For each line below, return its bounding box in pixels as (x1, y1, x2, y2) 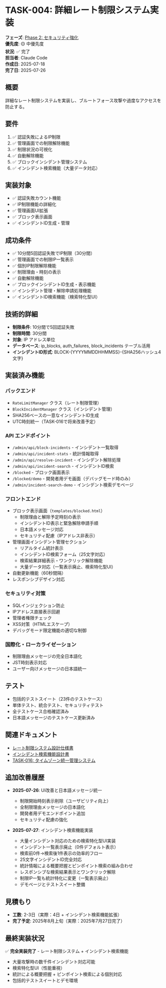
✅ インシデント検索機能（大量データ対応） (12, 165, 100, 171)
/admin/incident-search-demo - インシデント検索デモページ (12, 482, 134, 488)
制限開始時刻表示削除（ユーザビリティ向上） (19, 798, 111, 804)
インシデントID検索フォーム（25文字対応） (19, 552, 108, 558)
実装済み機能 (5, 371, 45, 380)
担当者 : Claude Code (5, 54, 48, 60)
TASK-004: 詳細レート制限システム (5, 4, 150, 16)
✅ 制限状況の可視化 (12, 146, 53, 152)
